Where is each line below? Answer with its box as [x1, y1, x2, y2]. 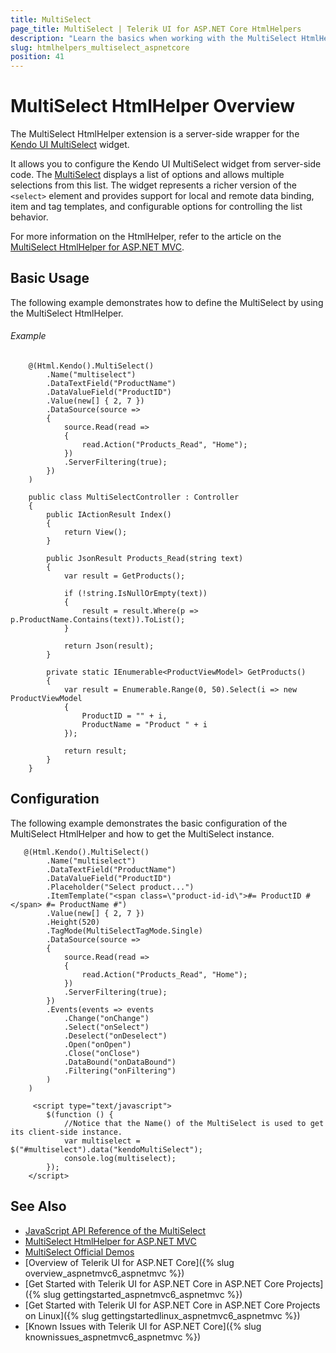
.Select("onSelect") [63, 1022, 150, 1032]
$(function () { [46, 1109, 114, 1120]
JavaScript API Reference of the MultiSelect [24, 1224, 206, 1236]
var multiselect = [63, 1136, 141, 1146]
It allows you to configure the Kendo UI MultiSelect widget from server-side [10, 158, 322, 170]
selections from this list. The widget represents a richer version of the [10, 179, 298, 191]
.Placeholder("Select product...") [46, 882, 195, 892]
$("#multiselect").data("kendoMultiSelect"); [10, 1144, 203, 1155]
